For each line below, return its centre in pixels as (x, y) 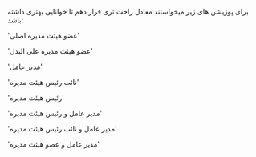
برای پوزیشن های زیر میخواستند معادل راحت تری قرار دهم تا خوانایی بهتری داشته (128, 12)
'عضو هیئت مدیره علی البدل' (50, 51)
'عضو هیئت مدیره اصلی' (44, 36)
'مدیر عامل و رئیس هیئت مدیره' (55, 113)
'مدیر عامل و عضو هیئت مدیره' (54, 144)
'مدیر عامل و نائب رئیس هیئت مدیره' (62, 129)
